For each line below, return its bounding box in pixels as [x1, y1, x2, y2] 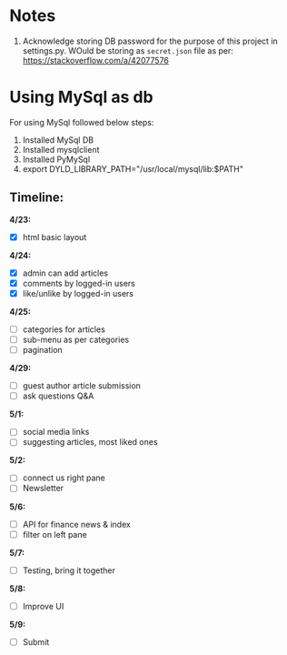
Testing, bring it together [22, 565, 116, 576]
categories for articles [22, 324, 106, 335]
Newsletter [22, 483, 64, 494]
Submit [22, 636, 50, 647]
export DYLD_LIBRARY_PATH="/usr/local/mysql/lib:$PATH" [22, 163, 243, 174]
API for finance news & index [22, 519, 132, 529]
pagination [22, 345, 64, 356]
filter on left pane [22, 529, 88, 539]
